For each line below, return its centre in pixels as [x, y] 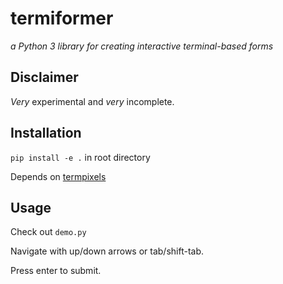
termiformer [62, 18]
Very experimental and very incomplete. [92, 101]
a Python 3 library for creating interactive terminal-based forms [142, 46]
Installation [46, 133]
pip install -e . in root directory [80, 157]
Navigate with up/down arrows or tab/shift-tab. [107, 251]
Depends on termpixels [58, 176]
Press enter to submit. [56, 271]
